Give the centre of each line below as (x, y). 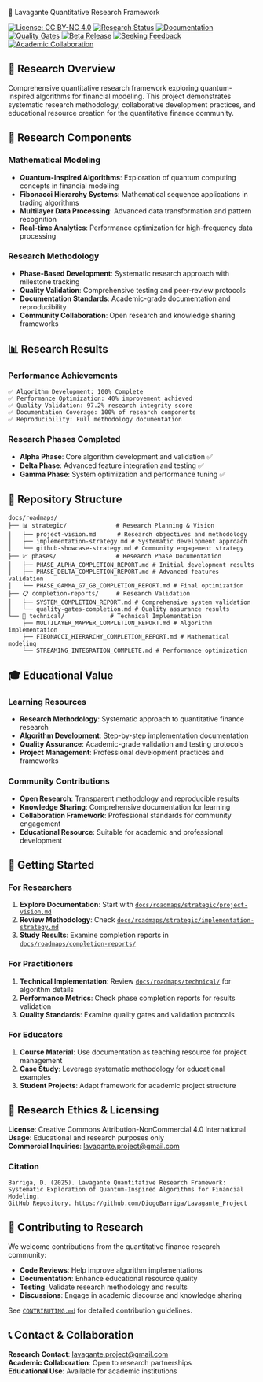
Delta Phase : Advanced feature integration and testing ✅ (111, 465)
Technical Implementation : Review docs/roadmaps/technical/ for (125, 981)
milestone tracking (49, 282)
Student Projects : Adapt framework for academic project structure (128, 1085)
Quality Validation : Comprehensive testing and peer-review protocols (132, 290)
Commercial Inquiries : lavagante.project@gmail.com (94, 1146)
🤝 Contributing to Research (76, 1227)
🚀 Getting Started (51, 865)
